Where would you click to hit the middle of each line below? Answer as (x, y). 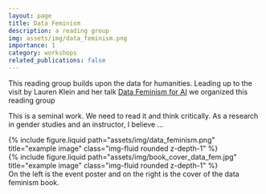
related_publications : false (57, 61)
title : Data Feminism (45, 23)
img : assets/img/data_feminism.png (68, 38)
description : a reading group (59, 30)
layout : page (30, 16)
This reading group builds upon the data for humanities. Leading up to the (131, 83)
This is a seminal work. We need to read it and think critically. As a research (133, 115)
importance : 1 (32, 46)
